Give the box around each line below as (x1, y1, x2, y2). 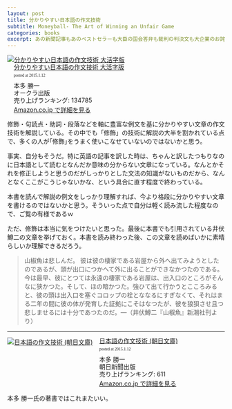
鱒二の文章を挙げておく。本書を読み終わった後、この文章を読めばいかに (7, 233, 213, 242)
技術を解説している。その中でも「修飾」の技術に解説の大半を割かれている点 (7, 129, 225, 137)
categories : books (7, 29, 60, 37)
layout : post (7, 10, 45, 17)
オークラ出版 (13, 88, 50, 97)
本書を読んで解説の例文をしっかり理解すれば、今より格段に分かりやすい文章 (7, 193, 225, 201)
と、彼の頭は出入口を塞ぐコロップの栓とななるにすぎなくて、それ (23, 291, 211, 299)
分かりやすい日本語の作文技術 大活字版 (13, 63, 124, 71)
